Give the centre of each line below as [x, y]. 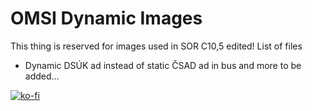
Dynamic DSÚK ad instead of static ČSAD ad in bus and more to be [163, 65]
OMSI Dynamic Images [106, 18]
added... [42, 76]
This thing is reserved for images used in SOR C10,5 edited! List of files [156, 46]
